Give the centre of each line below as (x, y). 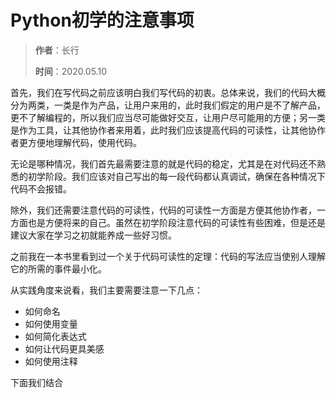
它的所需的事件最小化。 (58, 268)
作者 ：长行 (57, 50)
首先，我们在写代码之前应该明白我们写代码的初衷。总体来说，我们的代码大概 (168, 92)
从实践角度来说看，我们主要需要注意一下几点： (106, 290)
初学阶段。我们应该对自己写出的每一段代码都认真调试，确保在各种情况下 (176, 176)
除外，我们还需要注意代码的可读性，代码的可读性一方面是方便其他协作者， (163, 210)
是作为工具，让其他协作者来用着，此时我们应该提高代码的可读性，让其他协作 (168, 130)
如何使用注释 (51, 361)
